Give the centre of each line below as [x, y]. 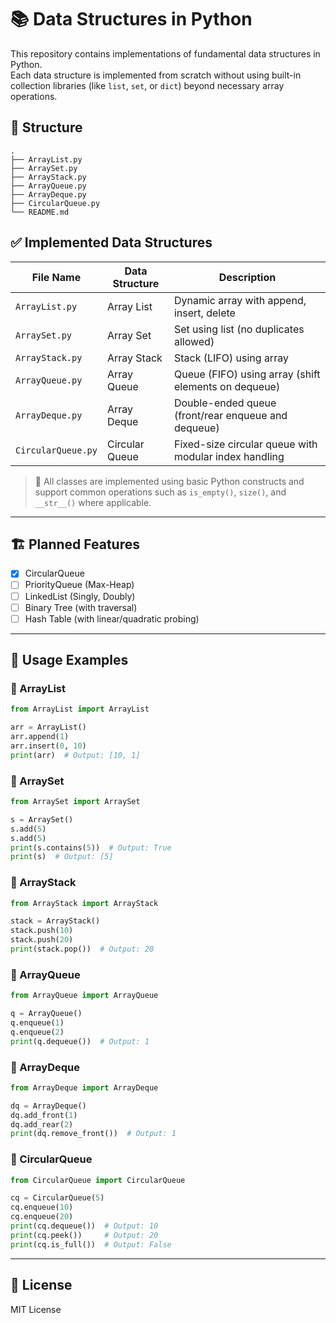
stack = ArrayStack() [55, 921]
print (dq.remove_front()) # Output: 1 [93, 1134]
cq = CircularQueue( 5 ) [57, 1198]
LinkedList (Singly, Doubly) [80, 596]
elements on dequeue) [227, 386]
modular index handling [229, 456]
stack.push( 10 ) [42, 931]
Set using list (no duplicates [239, 329]
